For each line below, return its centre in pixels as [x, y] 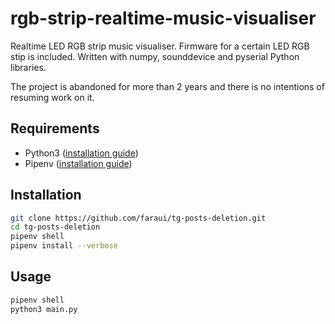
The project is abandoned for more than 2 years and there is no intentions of [167, 86]
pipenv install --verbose [64, 246]
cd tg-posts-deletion [55, 227]
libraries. [28, 67]
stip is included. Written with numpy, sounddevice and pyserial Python [155, 56]
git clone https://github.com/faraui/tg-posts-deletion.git [138, 218]
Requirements [55, 128]
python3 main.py [44, 309]
